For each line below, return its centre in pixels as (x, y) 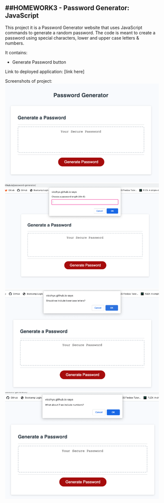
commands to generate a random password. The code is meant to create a (80, 33)
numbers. (15, 43)
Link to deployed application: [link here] (45, 71)
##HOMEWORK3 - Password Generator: (67, 8)
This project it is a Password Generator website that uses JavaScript (74, 27)
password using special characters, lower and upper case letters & (72, 38)
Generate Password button (39, 62)
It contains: (16, 52)
